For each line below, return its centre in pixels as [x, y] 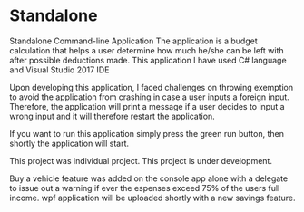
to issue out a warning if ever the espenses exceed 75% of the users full [145, 188]
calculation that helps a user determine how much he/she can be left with [147, 50]
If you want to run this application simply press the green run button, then [147, 133]
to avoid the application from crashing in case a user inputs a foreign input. [150, 97]
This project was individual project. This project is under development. [141, 160]
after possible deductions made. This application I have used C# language [148, 60]
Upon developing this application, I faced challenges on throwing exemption [152, 87]
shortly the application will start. [69, 143]
